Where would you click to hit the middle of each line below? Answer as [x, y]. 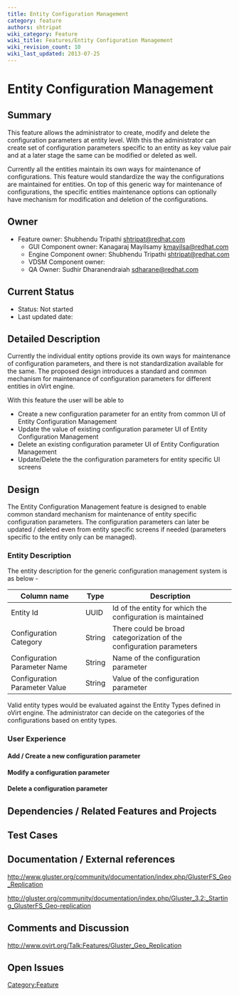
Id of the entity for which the [160, 609]
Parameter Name [39, 667]
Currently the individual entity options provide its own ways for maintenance [119, 356]
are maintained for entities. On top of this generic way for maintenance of [115, 184]
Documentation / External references [91, 859]
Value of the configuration [156, 679]
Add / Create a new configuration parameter [74, 756]
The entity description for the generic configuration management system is [117, 571]
